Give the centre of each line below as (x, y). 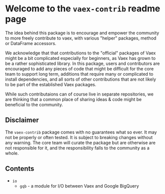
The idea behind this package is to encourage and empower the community (82, 33)
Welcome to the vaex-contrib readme (83, 9)
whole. (12, 153)
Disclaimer (22, 120)
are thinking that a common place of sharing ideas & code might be (73, 99)
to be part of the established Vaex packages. (51, 84)
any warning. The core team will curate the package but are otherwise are (80, 143)
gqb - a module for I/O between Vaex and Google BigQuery (79, 186)
